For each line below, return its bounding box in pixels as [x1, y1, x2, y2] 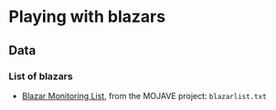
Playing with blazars [8, 6, 166, 27]
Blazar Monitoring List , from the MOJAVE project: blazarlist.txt [21, 90, 267, 101]
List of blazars [8, 70, 74, 83]
